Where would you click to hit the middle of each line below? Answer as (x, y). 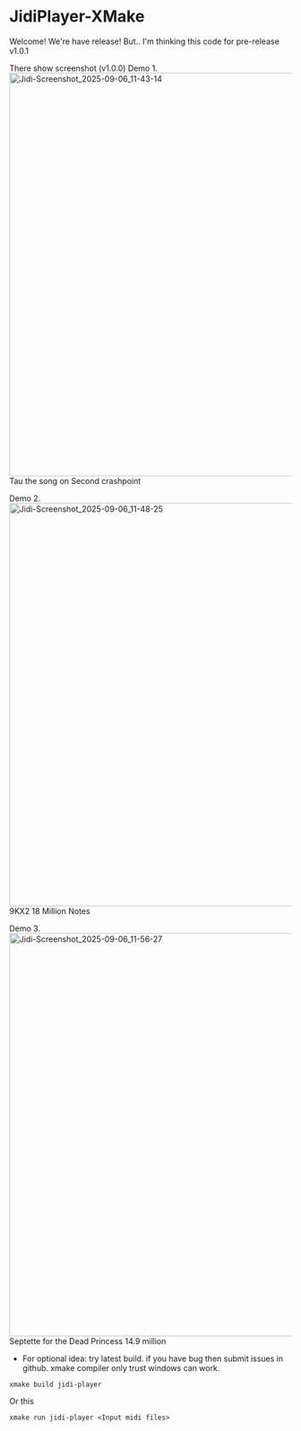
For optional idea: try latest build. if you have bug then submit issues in (153, 1358)
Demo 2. (25, 498)
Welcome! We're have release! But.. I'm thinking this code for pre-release (144, 41)
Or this (21, 1401)
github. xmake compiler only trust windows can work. (121, 1367)
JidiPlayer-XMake (77, 17)
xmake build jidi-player (56, 1384)
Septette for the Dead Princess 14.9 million (88, 1340)
